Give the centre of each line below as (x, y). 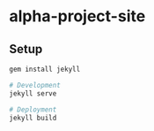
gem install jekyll (45, 69)
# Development (35, 85)
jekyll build (33, 118)
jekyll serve (33, 93)
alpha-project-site (77, 16)
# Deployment (33, 109)
